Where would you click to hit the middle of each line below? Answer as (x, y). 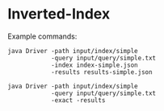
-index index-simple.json (94, 65)
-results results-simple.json (101, 72)
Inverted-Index (59, 14)
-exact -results (78, 100)
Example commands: (42, 36)
